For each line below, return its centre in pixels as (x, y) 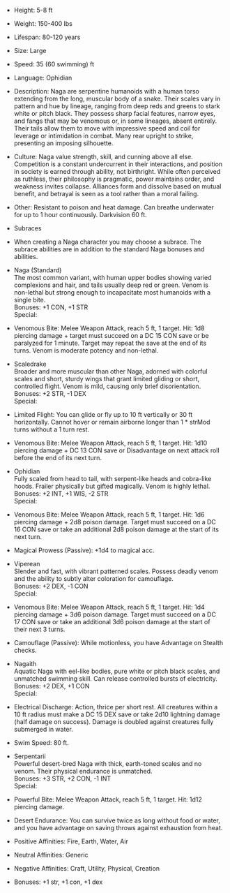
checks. (25, 650)
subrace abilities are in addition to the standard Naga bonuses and (109, 249)
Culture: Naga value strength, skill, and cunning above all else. (103, 157)
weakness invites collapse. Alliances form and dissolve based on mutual (117, 186)
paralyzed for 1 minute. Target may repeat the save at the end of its (110, 343)
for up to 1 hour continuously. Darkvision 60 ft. (80, 215)
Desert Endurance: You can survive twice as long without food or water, (117, 820)
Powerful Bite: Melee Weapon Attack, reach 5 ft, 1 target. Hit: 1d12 (108, 799)
